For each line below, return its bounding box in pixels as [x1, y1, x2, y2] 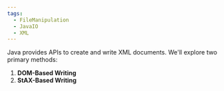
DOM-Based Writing [17, 69, 77, 77]
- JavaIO [13, 23, 39, 30]
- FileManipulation [13, 17, 70, 23]
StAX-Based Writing [17, 77, 77, 85]
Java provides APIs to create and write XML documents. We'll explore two [7, 48, 218, 57]
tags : [7, 10, 23, 17]
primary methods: [7, 56, 58, 64]
